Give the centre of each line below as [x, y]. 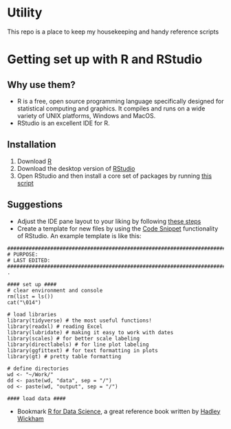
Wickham [31, 418]
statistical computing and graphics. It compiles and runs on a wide [111, 108]
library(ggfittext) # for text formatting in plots [82, 350]
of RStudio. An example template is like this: [79, 235]
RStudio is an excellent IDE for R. [63, 123]
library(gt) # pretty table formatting [64, 356]
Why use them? [41, 85]
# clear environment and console [55, 290]
